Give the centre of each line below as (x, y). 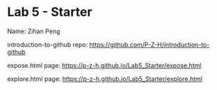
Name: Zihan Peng (34, 31)
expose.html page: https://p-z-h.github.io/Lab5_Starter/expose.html (104, 65)
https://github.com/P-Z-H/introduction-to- (150, 44)
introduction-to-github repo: (48, 44)
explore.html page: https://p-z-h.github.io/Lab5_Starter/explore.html (105, 79)
